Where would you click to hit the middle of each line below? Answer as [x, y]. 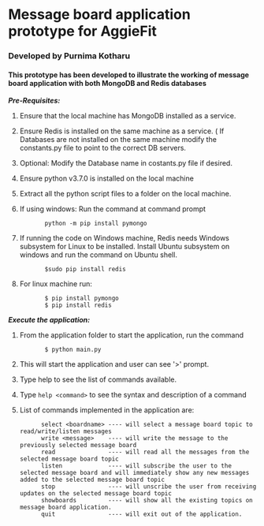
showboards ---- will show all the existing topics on [147, 501]
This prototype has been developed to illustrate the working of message [129, 75]
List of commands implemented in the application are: [107, 410]
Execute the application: [49, 320]
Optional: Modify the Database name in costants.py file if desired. [126, 163]
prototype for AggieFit [83, 31]
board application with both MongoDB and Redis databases [108, 83]
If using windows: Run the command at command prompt [113, 209]
